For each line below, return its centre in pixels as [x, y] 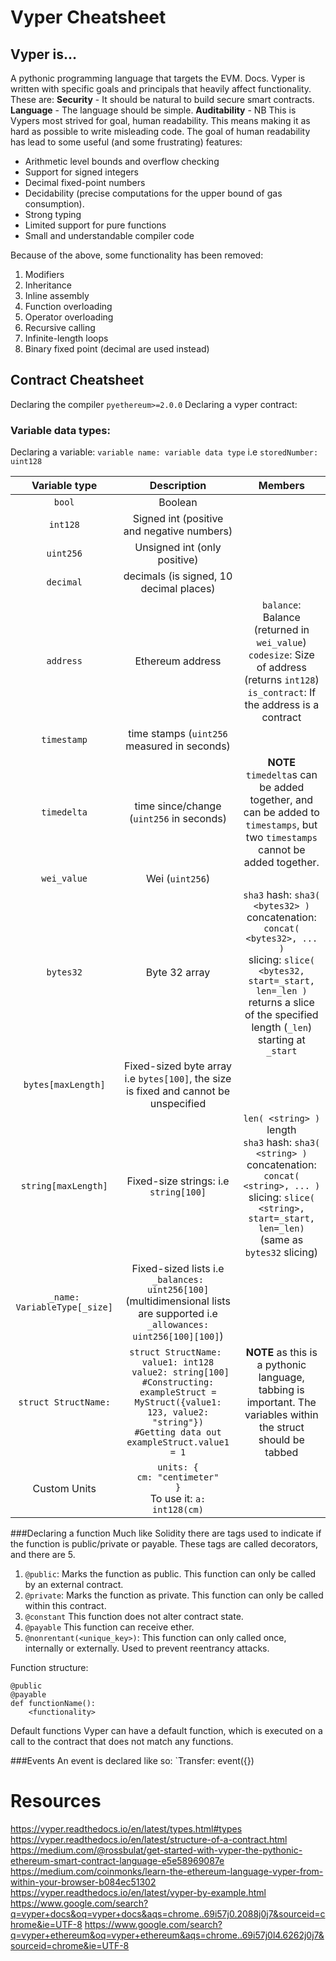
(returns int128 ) [281, 680]
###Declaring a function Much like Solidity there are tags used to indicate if [166, 1533]
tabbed [281, 1453]
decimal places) [178, 589]
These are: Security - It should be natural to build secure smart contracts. [162, 99]
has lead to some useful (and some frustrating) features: [126, 142]
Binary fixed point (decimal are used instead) [117, 349]
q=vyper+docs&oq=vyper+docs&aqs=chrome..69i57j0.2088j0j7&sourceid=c [168, 1914]
